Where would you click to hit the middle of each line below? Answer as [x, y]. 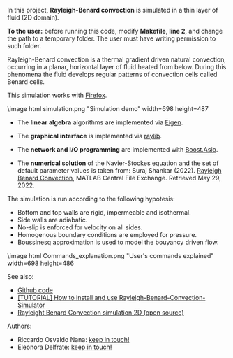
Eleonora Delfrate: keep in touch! [65, 347]
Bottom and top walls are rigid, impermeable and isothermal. [104, 212]
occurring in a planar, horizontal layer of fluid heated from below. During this [117, 67]
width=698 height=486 [41, 263]
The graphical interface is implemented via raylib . [90, 136]
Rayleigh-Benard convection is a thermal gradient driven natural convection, [117, 59]
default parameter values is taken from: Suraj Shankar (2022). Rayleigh [119, 170]
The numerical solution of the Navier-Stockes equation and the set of [118, 163]
